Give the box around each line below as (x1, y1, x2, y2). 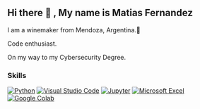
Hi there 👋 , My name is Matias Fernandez (7, 7, 193, 19)
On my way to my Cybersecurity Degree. (7, 53, 127, 61)
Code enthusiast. (7, 39, 57, 48)
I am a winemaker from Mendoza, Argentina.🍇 (7, 25, 141, 34)
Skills (7, 70, 27, 80)
